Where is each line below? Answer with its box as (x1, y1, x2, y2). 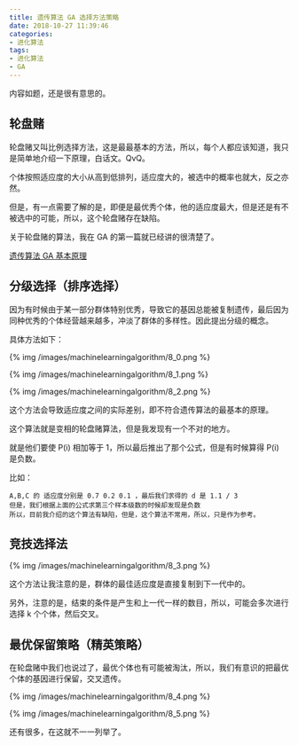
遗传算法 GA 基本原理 (9, 250, 87, 261)
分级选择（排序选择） (9, 278, 126, 294)
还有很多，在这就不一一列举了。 (9, 726, 126, 737)
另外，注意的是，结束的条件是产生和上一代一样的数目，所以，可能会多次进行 (9, 598, 289, 608)
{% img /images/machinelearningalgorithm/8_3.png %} (9, 561, 211, 571)
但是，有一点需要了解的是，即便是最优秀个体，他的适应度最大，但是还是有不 (9, 201, 289, 212)
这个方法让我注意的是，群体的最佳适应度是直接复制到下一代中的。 (9, 578, 250, 590)
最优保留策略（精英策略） (9, 637, 149, 652)
